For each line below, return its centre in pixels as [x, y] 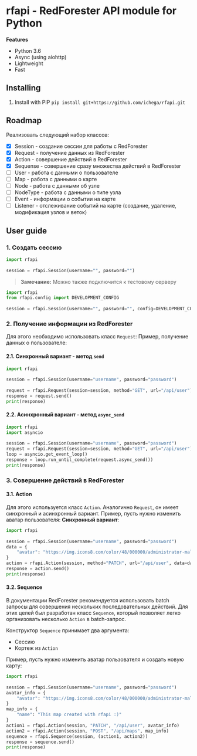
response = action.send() [38, 569]
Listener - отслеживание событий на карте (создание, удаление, [96, 206]
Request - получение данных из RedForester [69, 152]
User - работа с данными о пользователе [66, 172]
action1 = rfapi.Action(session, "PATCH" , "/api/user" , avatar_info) [93, 726]
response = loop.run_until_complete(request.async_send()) [80, 460]
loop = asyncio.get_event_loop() [47, 455]
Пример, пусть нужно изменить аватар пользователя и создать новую [95, 660]
